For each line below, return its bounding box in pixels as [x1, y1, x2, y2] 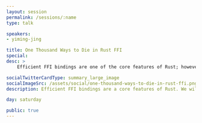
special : [6, 53, 28, 59]
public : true [6, 107, 39, 114]
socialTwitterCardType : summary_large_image [6, 74, 120, 81]
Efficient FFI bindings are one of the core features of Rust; [17, 64, 179, 70]
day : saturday [6, 97, 42, 103]
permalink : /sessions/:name [6, 14, 77, 20]
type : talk [6, 20, 34, 26]
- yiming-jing [6, 37, 42, 43]
